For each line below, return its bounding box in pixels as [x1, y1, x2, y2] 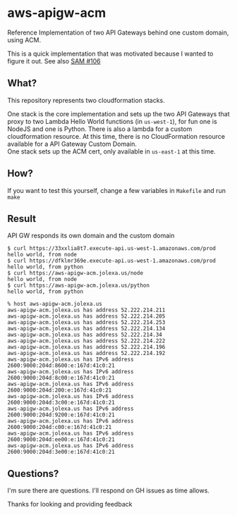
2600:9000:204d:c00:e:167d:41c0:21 [7, 424, 112, 431]
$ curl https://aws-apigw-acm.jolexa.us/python [7, 282, 150, 290]
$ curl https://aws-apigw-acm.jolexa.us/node [7, 270, 143, 277]
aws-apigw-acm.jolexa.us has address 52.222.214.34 [7, 331, 162, 339]
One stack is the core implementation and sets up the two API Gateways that [7, 109, 230, 118]
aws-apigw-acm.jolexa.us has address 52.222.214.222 [7, 337, 166, 345]
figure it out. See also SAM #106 [7, 56, 101, 65]
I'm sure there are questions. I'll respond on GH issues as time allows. [7, 486, 210, 495]
